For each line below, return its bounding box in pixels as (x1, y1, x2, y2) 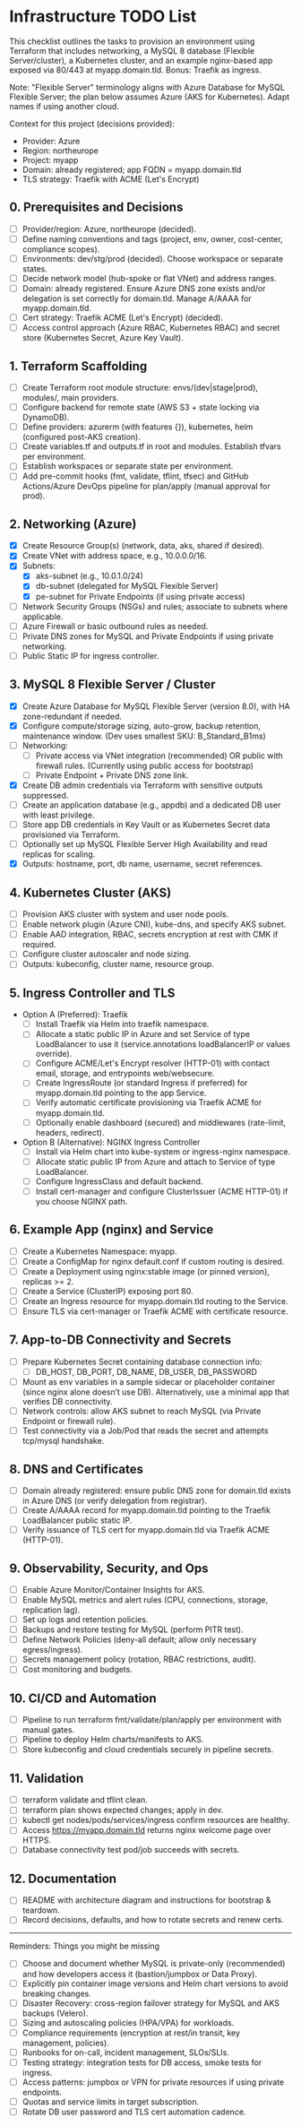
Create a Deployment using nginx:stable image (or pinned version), (21, 1266, 271, 1276)
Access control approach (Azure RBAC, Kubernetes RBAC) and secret (21, 323, 280, 333)
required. (21, 939, 56, 950)
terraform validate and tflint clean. (21, 1794, 148, 1805)
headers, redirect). (35, 1127, 105, 1137)
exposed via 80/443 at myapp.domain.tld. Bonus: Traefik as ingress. (9, 65, 262, 75)
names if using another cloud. (9, 100, 119, 111)
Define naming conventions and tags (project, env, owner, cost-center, (21, 233, 284, 244)
